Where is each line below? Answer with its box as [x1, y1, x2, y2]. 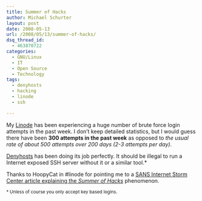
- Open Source [12, 65, 47, 72]
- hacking [12, 88, 36, 94]
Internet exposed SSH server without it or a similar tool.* [6, 158, 147, 166]
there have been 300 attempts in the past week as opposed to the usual [6, 134, 189, 141]
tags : [6, 77, 20, 83]
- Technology [12, 71, 45, 77]
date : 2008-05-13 [6, 26, 50, 32]
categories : [6, 49, 36, 55]
